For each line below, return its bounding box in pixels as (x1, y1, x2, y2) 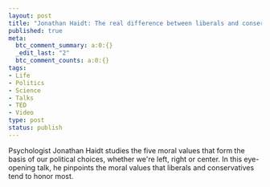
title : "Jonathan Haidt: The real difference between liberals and (8, 19, 239, 27)
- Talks (8, 94, 35, 102)
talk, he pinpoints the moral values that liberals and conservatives (37, 162, 255, 173)
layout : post (8, 11, 52, 20)
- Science (8, 86, 42, 95)
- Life (8, 71, 31, 79)
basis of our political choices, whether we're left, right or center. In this (8, 154, 243, 164)
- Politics (8, 79, 45, 87)
